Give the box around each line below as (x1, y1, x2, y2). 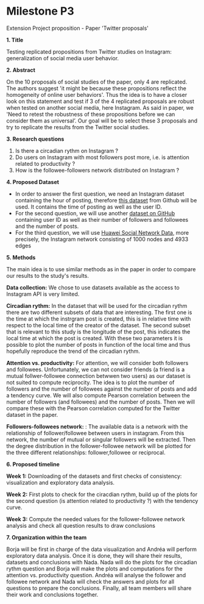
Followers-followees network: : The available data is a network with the (6, 422, 188, 430)
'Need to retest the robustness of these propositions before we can (6, 110, 175, 118)
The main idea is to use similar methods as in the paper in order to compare (6, 265, 196, 272)
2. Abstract (6, 66, 35, 74)
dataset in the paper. (6, 411, 58, 418)
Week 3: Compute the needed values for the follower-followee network (6, 515, 185, 522)
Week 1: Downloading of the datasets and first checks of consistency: (6, 472, 182, 480)
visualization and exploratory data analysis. (6, 478, 114, 486)
